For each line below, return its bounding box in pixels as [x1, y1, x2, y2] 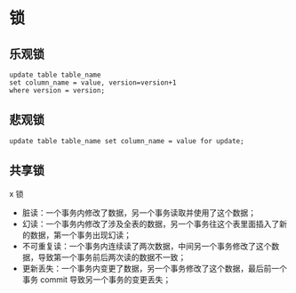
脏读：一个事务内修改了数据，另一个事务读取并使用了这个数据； [21, 207, 256, 218]
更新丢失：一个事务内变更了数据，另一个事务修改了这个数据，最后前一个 [21, 263, 287, 273]
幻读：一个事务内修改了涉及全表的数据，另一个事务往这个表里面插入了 [21, 218, 280, 229]
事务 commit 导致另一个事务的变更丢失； [21, 273, 172, 285]
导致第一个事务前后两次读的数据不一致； [37, 251, 187, 263]
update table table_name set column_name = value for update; [9, 136, 244, 145]
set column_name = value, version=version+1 [9, 78, 177, 87]
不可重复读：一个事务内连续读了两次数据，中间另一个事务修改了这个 [21, 240, 272, 251]
